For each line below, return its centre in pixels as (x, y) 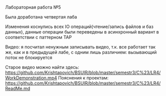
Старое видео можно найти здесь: (42, 67)
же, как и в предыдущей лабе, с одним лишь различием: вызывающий (81, 52)
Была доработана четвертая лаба (41, 17)
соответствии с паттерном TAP (38, 37)
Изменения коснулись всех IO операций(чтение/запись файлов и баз (79, 26)
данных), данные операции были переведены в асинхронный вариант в (82, 32)
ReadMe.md (18, 88)
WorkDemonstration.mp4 (31, 78)
